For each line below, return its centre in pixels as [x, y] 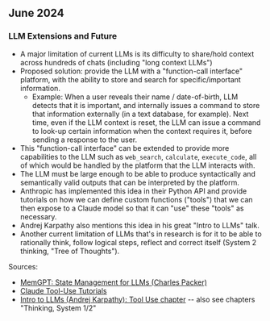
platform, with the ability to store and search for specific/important [131, 79]
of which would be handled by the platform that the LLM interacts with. [137, 165]
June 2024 [36, 13]
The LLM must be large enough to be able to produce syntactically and [138, 173]
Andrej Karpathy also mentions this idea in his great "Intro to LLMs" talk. [140, 225]
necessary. [38, 216]
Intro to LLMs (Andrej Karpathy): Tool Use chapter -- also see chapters [137, 299]
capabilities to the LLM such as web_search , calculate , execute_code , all [138, 156]
